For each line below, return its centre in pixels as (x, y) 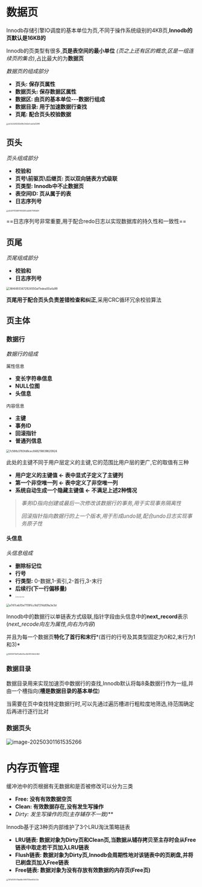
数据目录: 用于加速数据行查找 (51, 106)
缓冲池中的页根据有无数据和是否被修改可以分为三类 (70, 786)
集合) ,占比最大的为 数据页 (53, 58)
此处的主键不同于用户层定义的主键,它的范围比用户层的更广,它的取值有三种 (98, 462)
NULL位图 (27, 386)
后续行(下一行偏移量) (41, 588)
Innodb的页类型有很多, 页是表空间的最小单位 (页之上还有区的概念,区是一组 (97, 50)
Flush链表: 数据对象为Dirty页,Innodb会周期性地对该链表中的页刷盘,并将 (104, 855)
